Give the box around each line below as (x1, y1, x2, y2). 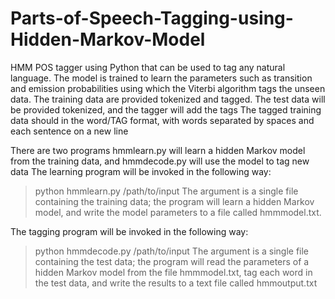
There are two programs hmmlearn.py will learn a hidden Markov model (10, 144, 306, 156)
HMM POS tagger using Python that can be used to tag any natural (10, 61, 286, 73)
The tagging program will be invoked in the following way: (10, 225, 249, 237)
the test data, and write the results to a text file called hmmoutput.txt (34, 277, 318, 289)
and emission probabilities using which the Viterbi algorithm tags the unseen (10, 82, 326, 94)
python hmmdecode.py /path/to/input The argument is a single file (34, 245, 310, 257)
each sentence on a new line (10, 125, 129, 137)
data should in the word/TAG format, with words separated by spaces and (10, 114, 315, 126)
